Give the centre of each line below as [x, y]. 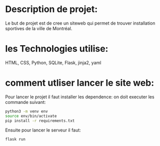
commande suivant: [25, 102]
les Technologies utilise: [57, 49]
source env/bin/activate [31, 116]
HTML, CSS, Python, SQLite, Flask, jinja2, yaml [53, 62]
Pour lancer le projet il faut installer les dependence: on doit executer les [80, 97]
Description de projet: [51, 9]
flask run [15, 139]
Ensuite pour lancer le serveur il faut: [43, 130]
